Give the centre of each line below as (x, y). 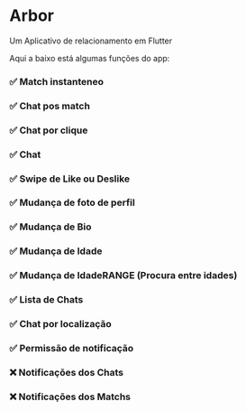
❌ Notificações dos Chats (67, 372)
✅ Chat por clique (49, 130)
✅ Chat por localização (61, 324)
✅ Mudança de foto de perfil (72, 202)
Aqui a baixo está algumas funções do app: (90, 58)
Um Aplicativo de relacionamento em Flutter (91, 41)
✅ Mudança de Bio (50, 227)
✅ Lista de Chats (46, 300)
